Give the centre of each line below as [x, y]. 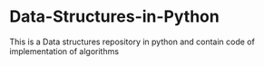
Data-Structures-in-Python [114, 17]
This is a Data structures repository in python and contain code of [132, 42]
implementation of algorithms [64, 51]
